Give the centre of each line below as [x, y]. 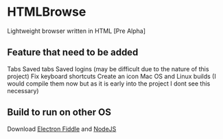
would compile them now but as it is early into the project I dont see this [109, 84]
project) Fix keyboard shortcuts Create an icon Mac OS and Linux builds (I [111, 76]
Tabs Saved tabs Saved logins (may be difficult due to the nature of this [108, 68]
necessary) [23, 90]
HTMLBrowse [47, 12]
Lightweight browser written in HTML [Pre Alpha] [77, 31]
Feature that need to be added [73, 52]
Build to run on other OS [59, 113]
